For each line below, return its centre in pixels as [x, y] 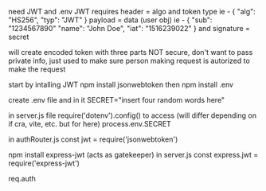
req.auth [22, 179]
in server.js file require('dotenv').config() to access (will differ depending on [133, 115]
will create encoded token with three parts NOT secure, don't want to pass [131, 52]
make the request [37, 69]
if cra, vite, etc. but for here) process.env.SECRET [90, 124]
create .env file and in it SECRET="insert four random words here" [117, 100]
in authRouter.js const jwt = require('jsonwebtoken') [93, 139]
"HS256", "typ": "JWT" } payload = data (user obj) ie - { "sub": [110, 20]
